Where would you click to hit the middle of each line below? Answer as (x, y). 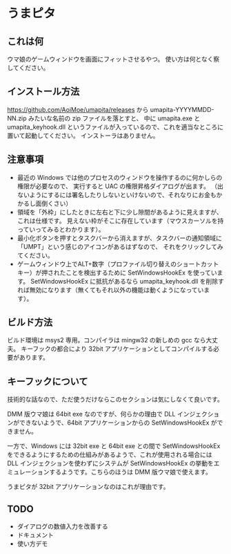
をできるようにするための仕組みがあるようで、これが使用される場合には (110, 455)
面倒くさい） (54, 203)
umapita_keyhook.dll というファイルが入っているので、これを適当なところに (115, 127)
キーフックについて (48, 381)
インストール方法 (43, 92)
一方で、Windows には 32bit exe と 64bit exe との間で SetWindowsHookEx (114, 446)
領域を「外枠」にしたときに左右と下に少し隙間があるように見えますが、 (120, 212)
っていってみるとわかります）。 (61, 229)
